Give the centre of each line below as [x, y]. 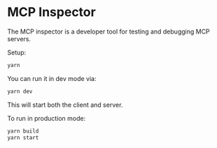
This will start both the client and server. [65, 105]
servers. [19, 38]
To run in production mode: [47, 118]
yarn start [23, 138]
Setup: [17, 52]
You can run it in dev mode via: [52, 78]
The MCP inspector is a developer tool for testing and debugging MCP [108, 31]
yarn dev [20, 91]
